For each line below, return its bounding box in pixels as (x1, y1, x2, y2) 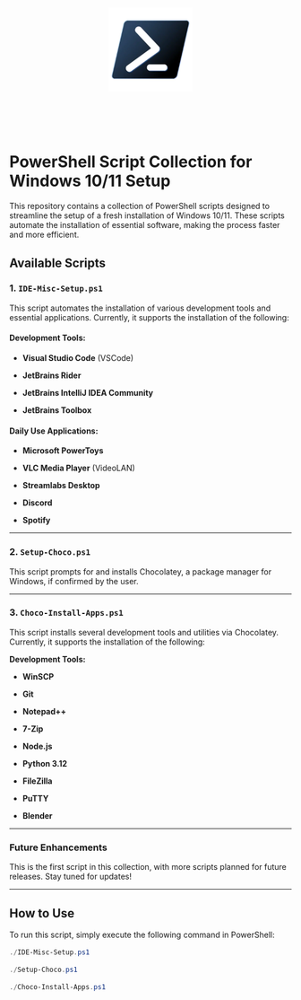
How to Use (9, 906, 75, 921)
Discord (21, 497, 53, 508)
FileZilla (21, 776, 53, 786)
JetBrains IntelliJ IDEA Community (21, 388, 154, 399)
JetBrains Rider (21, 370, 82, 381)
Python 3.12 (21, 758, 68, 768)
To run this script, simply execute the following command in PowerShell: (9, 929, 275, 940)
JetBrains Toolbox (21, 405, 92, 416)
